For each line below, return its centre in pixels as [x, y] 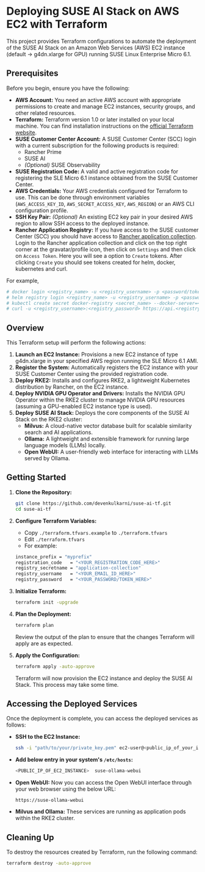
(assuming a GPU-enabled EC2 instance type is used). [84, 406]
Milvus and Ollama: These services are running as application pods [100, 812]
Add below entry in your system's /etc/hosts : [74, 760]
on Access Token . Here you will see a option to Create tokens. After [99, 255]
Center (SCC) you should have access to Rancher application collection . [106, 236]
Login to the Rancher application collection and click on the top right [101, 243]
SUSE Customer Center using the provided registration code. [92, 374]
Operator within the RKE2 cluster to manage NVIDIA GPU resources [100, 400]
